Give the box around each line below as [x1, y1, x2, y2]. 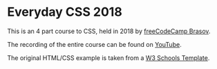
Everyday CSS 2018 [7, 4, 122, 20]
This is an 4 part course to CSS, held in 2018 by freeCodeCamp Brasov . [7, 27, 211, 35]
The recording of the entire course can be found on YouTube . [7, 40, 182, 48]
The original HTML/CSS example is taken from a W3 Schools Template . [7, 53, 210, 62]
